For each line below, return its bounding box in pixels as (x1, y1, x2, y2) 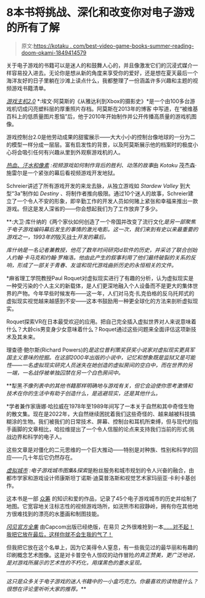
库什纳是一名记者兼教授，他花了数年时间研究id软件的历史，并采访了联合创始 (6, 246, 198, 253)
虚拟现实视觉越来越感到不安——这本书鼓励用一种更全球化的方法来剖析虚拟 (6, 297, 193, 304)
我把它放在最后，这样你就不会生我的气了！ (6, 530, 113, 538)
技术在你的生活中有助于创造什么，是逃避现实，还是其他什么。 (6, 389, 161, 397)
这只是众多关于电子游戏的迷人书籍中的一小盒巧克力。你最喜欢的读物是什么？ (6, 577, 198, 585)
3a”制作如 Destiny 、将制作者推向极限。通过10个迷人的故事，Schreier (14, 190, 189, 197)
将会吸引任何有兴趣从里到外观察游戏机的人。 (11, 148, 123, 156)
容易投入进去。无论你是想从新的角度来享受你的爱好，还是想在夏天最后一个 (11, 69, 198, 76)
